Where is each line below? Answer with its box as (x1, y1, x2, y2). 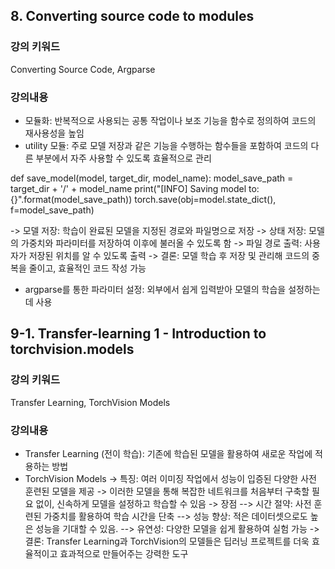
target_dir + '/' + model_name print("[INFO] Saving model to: (10, 182, 260, 194)
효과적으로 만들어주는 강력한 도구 (59, 547, 189, 559)
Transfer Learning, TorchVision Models (10, 396, 171, 408)
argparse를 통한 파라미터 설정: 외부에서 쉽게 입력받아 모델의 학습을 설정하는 (24, 283, 321, 295)
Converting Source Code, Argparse (10, 63, 156, 75)
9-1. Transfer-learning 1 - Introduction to (10, 325, 267, 343)
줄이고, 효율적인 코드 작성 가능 (28, 262, 147, 274)
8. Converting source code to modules (10, 8, 255, 25)
